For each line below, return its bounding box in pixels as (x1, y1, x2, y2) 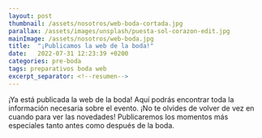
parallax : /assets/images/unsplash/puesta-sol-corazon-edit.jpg (8, 27, 230, 35)
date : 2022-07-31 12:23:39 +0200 (8, 50, 129, 58)
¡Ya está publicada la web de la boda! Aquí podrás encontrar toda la (8, 94, 234, 104)
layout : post (8, 11, 53, 20)
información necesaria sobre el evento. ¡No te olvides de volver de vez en (8, 103, 255, 113)
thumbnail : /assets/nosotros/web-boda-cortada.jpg (8, 19, 183, 28)
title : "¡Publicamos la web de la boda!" (8, 42, 154, 50)
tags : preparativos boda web (8, 65, 107, 73)
